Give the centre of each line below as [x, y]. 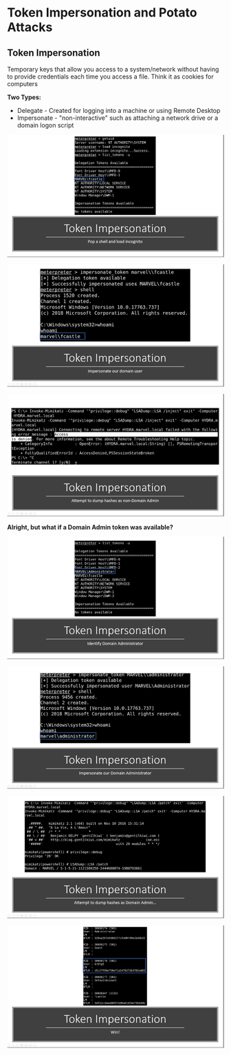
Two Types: [24, 97]
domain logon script [45, 125]
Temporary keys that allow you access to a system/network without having [113, 69]
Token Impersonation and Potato [102, 13]
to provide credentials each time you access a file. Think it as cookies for [111, 76]
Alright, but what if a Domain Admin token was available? [90, 527]
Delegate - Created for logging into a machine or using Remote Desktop [119, 111]
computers [22, 84]
